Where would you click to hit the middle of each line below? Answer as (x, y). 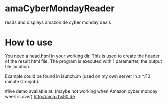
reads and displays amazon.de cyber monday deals (58, 22)
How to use (29, 42)
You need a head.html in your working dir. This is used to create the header (82, 56)
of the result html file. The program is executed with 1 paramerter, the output (83, 61)
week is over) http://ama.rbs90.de (40, 96)
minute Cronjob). (22, 81)
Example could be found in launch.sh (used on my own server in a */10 (78, 76)
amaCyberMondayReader (60, 9)
